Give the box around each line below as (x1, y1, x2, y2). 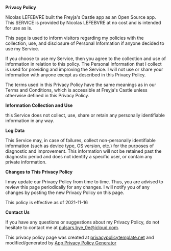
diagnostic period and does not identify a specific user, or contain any (5, 154, 153, 159)
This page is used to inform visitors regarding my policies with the (5, 35, 144, 41)
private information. (5, 159, 47, 165)
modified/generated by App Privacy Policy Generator (5, 240, 117, 246)
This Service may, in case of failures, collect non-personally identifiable (5, 137, 156, 143)
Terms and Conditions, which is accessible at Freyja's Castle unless (5, 87, 148, 93)
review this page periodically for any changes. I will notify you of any (5, 184, 150, 190)
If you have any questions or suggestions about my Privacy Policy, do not (5, 219, 160, 225)
